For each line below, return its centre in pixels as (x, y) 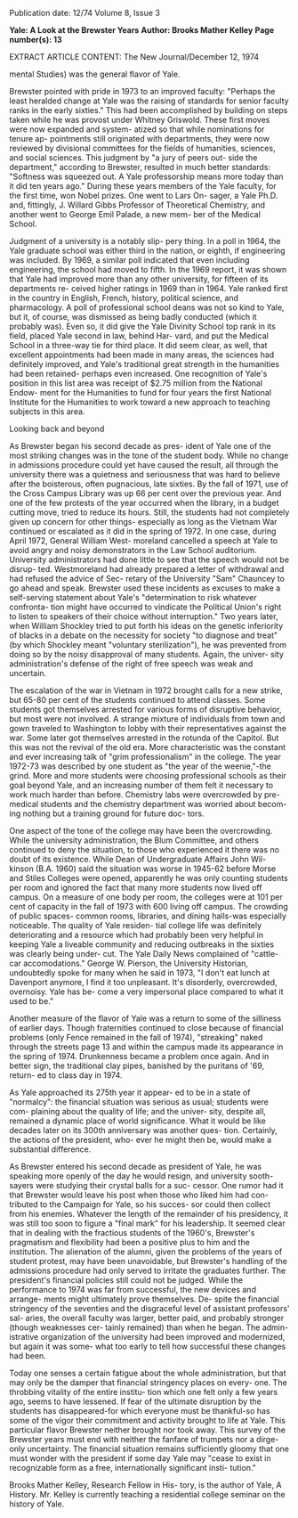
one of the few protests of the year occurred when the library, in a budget (144, 503)
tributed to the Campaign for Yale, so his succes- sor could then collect (140, 1204)
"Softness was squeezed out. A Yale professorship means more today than (146, 176)
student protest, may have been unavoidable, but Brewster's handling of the (148, 1261)
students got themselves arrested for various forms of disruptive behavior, (145, 709)
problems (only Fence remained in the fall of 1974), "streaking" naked (136, 1037)
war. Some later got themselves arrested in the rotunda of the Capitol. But (144, 738)
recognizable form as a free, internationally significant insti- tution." (133, 1468)
